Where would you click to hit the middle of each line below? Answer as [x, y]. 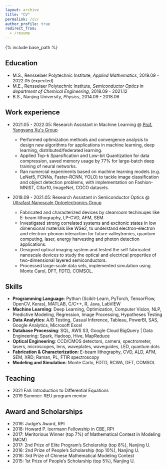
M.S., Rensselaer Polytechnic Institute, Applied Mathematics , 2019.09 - [85, 75]
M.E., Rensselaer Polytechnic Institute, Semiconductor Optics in [78, 86]
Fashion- [144, 182]
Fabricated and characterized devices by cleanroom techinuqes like [90, 212]
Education [21, 63]
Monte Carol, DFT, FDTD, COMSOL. [56, 271]
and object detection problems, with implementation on [77, 182]
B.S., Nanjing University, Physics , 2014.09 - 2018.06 [66, 96]
